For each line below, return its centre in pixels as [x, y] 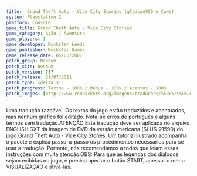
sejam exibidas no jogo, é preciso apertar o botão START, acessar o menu [96, 160]
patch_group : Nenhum [31, 61]
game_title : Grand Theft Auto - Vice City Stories [69, 28]
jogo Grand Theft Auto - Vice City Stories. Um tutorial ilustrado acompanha [97, 135]
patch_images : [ [26, 94]
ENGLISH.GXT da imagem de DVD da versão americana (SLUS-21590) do [95, 129]
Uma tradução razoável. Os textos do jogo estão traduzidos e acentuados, [96, 110]
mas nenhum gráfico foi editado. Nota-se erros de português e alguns [91, 117]
